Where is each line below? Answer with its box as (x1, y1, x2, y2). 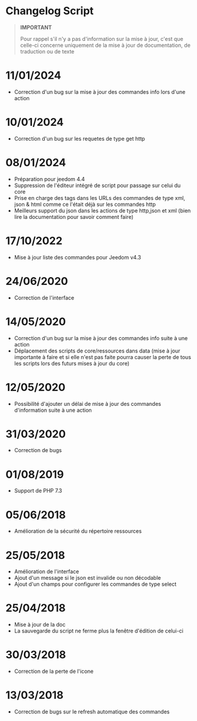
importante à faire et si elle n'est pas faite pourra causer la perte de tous (14, 353, 191, 360)
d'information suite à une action (14, 406, 93, 414)
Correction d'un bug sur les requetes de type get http (14, 135, 145, 142)
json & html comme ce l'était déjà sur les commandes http (14, 201, 156, 208)
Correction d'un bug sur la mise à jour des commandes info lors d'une (14, 88, 186, 96)
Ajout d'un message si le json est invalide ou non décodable (14, 574, 161, 582)
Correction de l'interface (14, 294, 75, 301)
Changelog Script (5, 4, 94, 18)
